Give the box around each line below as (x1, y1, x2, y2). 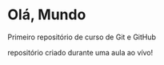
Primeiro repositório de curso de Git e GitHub (7, 32, 157, 42)
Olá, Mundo (7, 6, 86, 24)
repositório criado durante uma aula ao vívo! (7, 47, 154, 57)
